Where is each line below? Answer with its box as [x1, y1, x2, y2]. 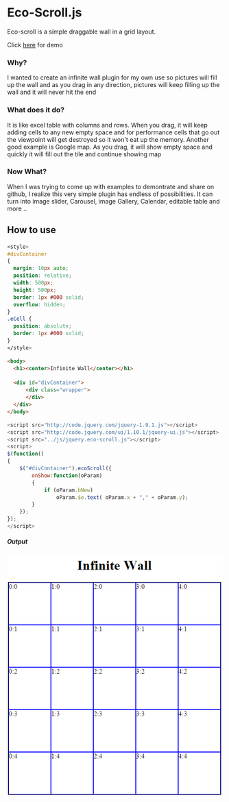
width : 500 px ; [13, 280, 53, 287]
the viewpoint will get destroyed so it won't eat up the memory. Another [7, 135, 209, 143]
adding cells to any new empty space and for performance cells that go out [7, 128, 220, 136]
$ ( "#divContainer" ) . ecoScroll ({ [19, 465, 112, 472]
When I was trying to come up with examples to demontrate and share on [7, 182, 215, 191]
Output [7, 537, 28, 546]
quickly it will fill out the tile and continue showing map [7, 149, 162, 158]
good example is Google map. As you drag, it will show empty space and [7, 143, 213, 151]
